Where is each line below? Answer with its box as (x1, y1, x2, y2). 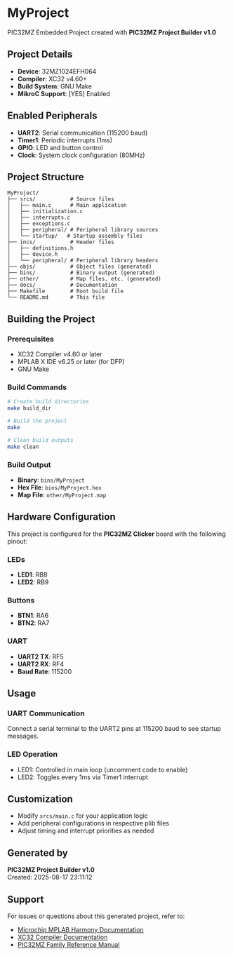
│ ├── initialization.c (7, 208, 83, 215)
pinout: (7, 537, 28, 545)
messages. (7, 732, 39, 741)
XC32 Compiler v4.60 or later (17, 350, 103, 358)
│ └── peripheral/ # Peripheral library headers (7, 257, 159, 264)
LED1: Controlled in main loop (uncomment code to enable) (17, 765, 188, 774)
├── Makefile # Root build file (7, 288, 124, 295)
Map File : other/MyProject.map (17, 490, 107, 499)
